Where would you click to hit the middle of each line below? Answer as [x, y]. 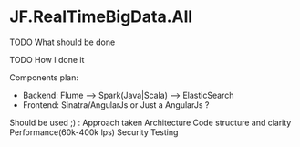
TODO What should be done [62, 42]
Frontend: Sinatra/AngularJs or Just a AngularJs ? [116, 105]
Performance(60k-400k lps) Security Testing [94, 132]
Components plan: [44, 77]
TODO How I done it [47, 59]
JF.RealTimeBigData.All [101, 17]
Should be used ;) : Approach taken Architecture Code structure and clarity [150, 122]
